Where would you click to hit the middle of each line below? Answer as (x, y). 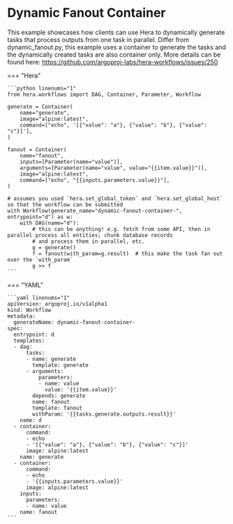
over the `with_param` (40, 260)
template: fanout (57, 408)
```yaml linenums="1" (39, 298)
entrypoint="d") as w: (40, 217)
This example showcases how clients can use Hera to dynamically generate (116, 32)
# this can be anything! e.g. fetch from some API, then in (121, 229)
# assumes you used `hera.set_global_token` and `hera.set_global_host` (115, 198)
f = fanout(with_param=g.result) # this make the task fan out (128, 253)
